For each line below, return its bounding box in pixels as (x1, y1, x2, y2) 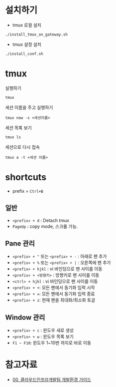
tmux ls (5, 134, 21, 140)
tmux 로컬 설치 (12, 22, 41, 28)
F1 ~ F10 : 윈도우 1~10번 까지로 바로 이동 (12, 340, 91, 346)
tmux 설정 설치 (12, 41, 41, 47)
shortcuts (5, 172, 46, 183)
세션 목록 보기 (5, 124, 32, 130)
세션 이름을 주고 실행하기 (5, 104, 53, 110)
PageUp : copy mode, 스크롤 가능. (12, 223, 78, 229)
